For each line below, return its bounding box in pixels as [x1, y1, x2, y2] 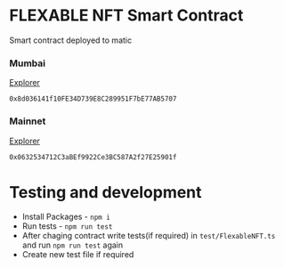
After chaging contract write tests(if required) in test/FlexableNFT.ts [21, 231, 276, 241]
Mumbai [9, 57, 46, 69]
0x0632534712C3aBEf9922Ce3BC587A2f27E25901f [9, 152, 177, 161]
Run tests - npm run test [21, 221, 113, 231]
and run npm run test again [21, 240, 124, 250]
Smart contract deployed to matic [9, 35, 132, 45]
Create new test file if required [21, 249, 134, 260]
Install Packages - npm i [21, 211, 111, 223]
